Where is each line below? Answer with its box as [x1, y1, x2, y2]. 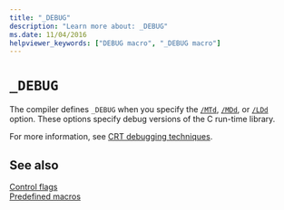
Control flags [9, 182, 58, 192]
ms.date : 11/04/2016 [9, 30, 88, 39]
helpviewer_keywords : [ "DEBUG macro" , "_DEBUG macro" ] [9, 38, 221, 48]
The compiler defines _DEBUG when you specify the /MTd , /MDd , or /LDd [9, 104, 269, 115]
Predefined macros [9, 191, 82, 202]
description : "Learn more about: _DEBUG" [9, 22, 169, 31]
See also [9, 157, 59, 173]
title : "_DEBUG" [9, 13, 71, 23]
